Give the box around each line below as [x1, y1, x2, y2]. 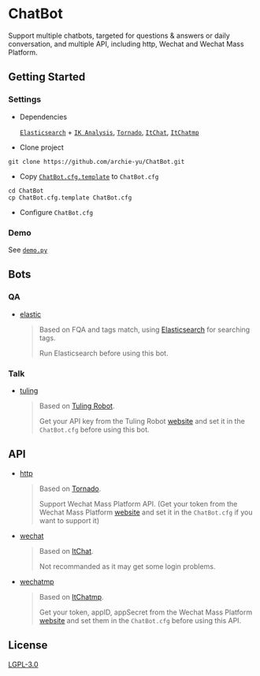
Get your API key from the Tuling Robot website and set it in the [39, 416, 246, 425]
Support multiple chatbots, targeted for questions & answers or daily [8, 31, 230, 40]
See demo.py [8, 245, 48, 254]
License [8, 639, 48, 652]
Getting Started [8, 70, 86, 84]
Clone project [19, 143, 65, 152]
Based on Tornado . [39, 484, 102, 493]
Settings [8, 94, 42, 105]
